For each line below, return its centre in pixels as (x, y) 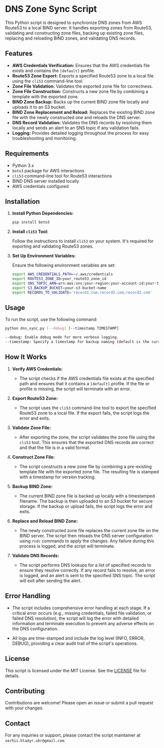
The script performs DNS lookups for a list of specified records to (85, 565)
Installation (22, 201)
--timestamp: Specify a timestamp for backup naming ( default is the (77, 342)
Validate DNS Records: (36, 555)
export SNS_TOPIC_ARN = (35, 283)
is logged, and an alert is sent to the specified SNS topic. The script (87, 575)
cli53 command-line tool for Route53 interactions (62, 176)
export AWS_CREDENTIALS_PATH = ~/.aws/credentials (62, 274)
